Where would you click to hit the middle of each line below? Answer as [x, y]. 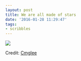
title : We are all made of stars [41, 15]
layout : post [19, 10]
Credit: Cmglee [21, 53]
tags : [11, 24]
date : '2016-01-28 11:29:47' [36, 19]
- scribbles [18, 29]
